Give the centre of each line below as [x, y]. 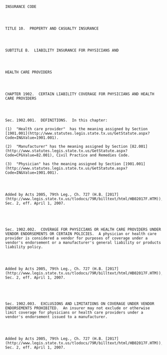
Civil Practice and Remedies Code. [93, 155]
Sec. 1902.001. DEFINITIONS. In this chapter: [56, 120]
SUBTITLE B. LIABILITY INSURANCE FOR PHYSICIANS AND [62, 50]
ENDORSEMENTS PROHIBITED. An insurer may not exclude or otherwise [78, 308]
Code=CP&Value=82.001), [30, 155]
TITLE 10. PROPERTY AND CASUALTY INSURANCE [52, 28]
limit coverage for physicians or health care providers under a [74, 313]
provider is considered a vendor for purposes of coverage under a [77, 238]
